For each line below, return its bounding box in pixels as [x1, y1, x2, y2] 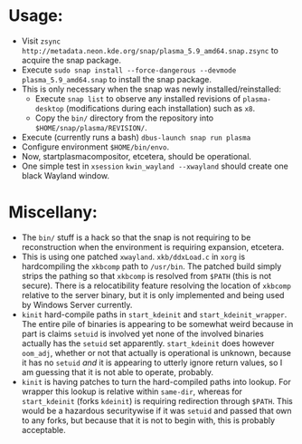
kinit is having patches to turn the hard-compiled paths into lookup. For [21, 376, 291, 387]
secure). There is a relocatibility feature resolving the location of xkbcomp [21, 280, 291, 291]
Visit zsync [21, 35, 61, 46]
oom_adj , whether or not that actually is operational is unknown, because [21, 347, 291, 358]
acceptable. [21, 424, 67, 435]
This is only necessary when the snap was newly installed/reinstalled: [21, 83, 282, 94]
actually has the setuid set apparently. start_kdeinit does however [21, 337, 275, 349]
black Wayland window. [21, 169, 110, 181]
